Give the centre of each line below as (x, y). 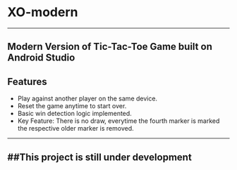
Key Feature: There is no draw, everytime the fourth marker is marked (119, 121)
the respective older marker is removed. (75, 129)
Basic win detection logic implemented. (74, 114)
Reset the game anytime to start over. (72, 106)
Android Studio (41, 58)
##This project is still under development (99, 157)
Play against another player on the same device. (87, 98)
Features (27, 81)
